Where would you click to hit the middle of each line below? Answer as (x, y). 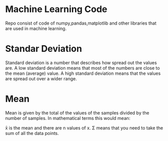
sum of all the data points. (32, 133)
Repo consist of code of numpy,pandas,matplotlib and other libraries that (81, 23)
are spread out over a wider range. (41, 78)
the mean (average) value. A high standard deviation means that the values (83, 73)
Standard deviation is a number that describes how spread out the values (81, 62)
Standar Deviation (44, 49)
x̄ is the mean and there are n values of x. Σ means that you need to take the (84, 128)
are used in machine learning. (36, 28)
